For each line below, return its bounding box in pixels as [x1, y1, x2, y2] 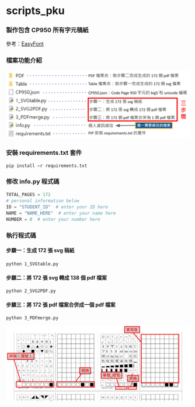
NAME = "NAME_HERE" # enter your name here [6, 210, 116, 217]
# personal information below [6, 198, 80, 204]
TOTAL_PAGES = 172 [6, 192, 51, 198]
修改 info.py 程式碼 [6, 178, 60, 186]
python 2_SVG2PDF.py [6, 288, 57, 294]
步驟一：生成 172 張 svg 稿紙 [6, 247, 75, 254]
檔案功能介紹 [6, 57, 43, 65]
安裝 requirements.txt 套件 [6, 148, 82, 156]
